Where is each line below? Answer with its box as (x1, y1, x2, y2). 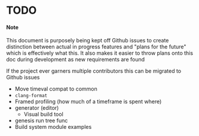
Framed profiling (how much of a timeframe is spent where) (14, 98, 162, 105)
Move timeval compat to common (14, 85, 97, 92)
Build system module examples (14, 123, 92, 131)
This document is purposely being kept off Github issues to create (6, 37, 169, 44)
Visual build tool (23, 111, 64, 118)
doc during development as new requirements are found (6, 56, 145, 63)
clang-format (14, 93, 48, 99)
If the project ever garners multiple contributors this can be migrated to (6, 67, 182, 75)
